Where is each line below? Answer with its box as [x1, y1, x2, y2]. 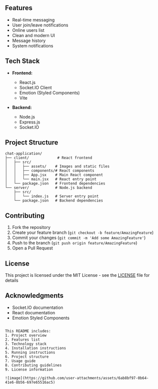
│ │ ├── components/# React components [5, 168, 95, 173]
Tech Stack [5, 57, 40, 65]
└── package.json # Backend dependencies [14, 198, 104, 203]
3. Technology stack [5, 341, 47, 346]
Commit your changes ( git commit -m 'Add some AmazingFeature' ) [12, 235, 146, 241]
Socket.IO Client [19, 84, 52, 90]
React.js [19, 79, 35, 85]
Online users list [12, 27, 45, 33]
